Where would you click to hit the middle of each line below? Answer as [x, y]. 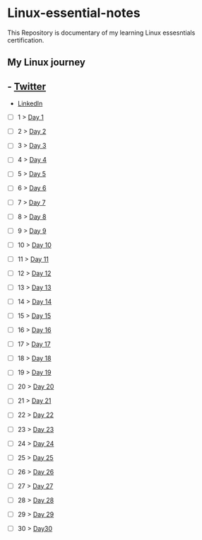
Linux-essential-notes [74, 13]
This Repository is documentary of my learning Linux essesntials [101, 33]
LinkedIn [30, 103]
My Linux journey [47, 63]
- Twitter [27, 86]
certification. [26, 40]
